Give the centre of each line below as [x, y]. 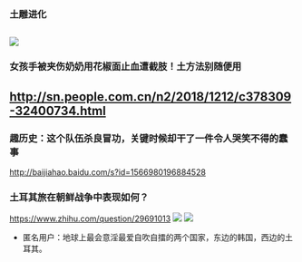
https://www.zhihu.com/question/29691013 [90, 218]
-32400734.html [58, 111]
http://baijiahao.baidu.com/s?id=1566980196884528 [108, 172]
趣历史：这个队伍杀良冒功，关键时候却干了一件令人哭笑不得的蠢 [149, 138]
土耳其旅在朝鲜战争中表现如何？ [79, 197]
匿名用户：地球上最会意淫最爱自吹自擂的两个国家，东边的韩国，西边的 [154, 238]
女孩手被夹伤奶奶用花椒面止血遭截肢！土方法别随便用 [126, 67]
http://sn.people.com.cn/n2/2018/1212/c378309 [151, 97]
